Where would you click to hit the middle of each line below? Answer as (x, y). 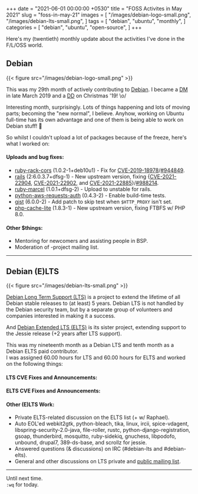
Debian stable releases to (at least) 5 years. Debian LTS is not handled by (95, 303)
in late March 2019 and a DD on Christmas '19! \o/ (66, 95)
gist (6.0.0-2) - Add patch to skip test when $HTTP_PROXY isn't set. (93, 202)
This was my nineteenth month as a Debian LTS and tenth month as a (90, 345)
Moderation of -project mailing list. (57, 247)
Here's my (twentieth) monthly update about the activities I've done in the (95, 39)
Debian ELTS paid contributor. (42, 352)
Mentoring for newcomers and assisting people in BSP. (81, 241)
